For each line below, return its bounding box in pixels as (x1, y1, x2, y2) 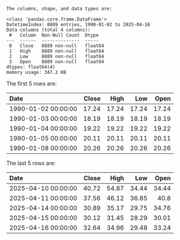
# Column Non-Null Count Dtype (8, 32, 99, 38)
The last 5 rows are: (6, 159, 56, 167)
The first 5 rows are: (6, 80, 57, 87)
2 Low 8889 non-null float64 (8, 53, 104, 59)
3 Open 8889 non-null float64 (8, 59, 104, 65)
